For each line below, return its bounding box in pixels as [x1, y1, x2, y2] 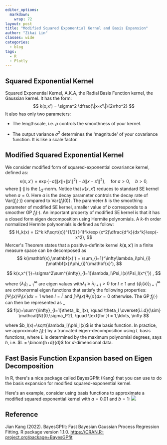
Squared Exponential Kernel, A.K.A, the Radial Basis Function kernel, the [5, 90, 154, 96]
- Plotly [9, 58, 28, 63]
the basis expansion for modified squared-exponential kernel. [5, 380, 132, 387]
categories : [5, 40, 30, 45]
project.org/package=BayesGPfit [5, 434, 73, 440]
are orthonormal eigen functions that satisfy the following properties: [5, 287, 147, 293]
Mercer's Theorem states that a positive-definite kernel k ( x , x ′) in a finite [5, 242, 154, 248]
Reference [5, 410, 38, 419]
